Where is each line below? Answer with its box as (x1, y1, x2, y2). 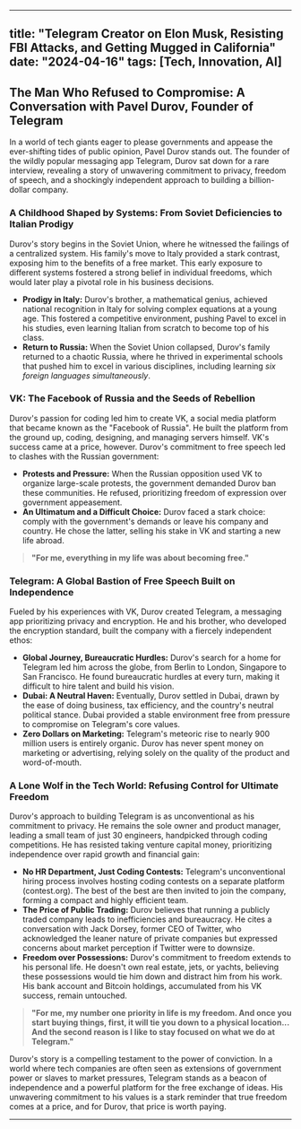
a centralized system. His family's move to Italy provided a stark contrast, (9, 248, 280, 258)
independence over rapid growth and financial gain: (9, 849, 200, 860)
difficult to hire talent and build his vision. (21, 681, 175, 691)
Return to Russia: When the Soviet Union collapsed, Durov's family (21, 342, 271, 352)
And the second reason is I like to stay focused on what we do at (30, 1027, 276, 1038)
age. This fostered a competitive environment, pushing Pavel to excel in (21, 313, 287, 324)
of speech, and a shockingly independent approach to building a (9, 175, 248, 186)
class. (21, 332, 45, 343)
